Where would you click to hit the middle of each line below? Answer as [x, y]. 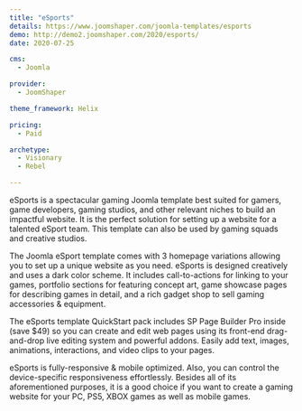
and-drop [27, 341]
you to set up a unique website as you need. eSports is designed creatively [149, 266]
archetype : [30, 150]
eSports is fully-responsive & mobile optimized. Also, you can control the [144, 368]
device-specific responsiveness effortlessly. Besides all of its [123, 377]
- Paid [30, 133]
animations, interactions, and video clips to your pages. [112, 350]
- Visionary [40, 158]
